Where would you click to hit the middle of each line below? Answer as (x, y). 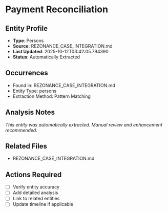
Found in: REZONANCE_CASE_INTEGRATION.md (64, 85)
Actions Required (34, 174)
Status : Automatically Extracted (46, 57)
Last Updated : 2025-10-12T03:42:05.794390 (61, 51)
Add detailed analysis (35, 193)
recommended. (21, 130)
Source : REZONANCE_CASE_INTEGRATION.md (62, 46)
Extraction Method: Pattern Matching (52, 96)
